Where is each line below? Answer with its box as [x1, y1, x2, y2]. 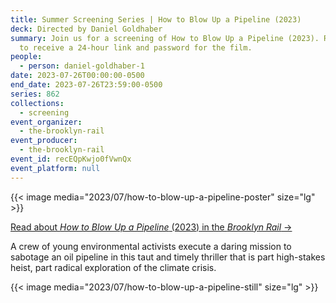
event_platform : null [10, 163, 101, 173]
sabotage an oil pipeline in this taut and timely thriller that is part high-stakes [10, 251, 326, 263]
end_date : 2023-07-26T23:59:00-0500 [10, 80, 163, 90]
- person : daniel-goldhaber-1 [19, 61, 145, 71]
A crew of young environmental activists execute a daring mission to [10, 240, 292, 252]
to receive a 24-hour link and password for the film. [19, 42, 253, 53]
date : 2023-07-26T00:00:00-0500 [10, 71, 145, 81]
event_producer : [10, 136, 78, 146]
